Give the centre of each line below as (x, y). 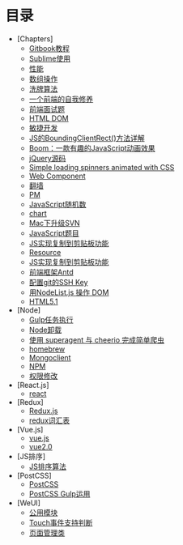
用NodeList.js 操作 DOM (69, 292)
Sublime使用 (50, 58)
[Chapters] (35, 38)
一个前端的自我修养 (61, 99)
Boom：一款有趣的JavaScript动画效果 (92, 148)
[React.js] (33, 385)
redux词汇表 (49, 420)
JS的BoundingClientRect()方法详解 (87, 138)
